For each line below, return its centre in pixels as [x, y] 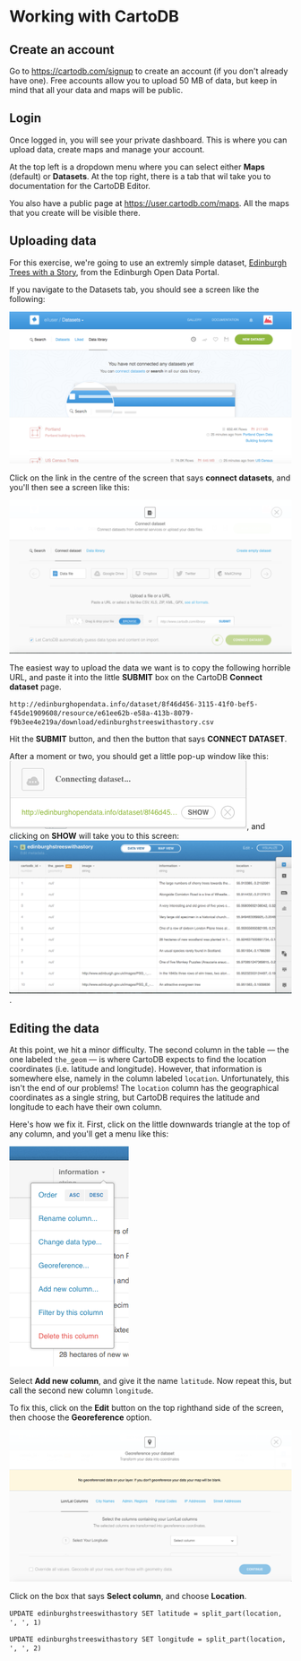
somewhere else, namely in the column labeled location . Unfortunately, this [149, 1078]
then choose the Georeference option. [81, 1417]
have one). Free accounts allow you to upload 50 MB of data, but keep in [143, 81]
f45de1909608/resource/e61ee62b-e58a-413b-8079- [102, 713]
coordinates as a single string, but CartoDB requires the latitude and [134, 1097]
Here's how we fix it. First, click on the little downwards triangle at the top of [150, 1124]
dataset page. [35, 687]
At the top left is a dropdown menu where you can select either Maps [138, 167]
